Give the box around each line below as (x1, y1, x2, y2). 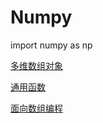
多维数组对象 (10, 59, 63, 71)
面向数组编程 (10, 102, 63, 114)
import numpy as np (10, 39, 93, 51)
